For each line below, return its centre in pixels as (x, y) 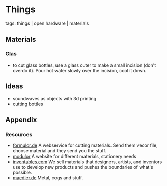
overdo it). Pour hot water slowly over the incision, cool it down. (79, 70)
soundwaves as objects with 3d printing (54, 99)
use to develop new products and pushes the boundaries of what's (83, 167)
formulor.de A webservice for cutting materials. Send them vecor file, (85, 145)
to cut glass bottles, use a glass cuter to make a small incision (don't (84, 65)
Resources (19, 134)
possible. (22, 173)
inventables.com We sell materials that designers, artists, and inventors (87, 162)
